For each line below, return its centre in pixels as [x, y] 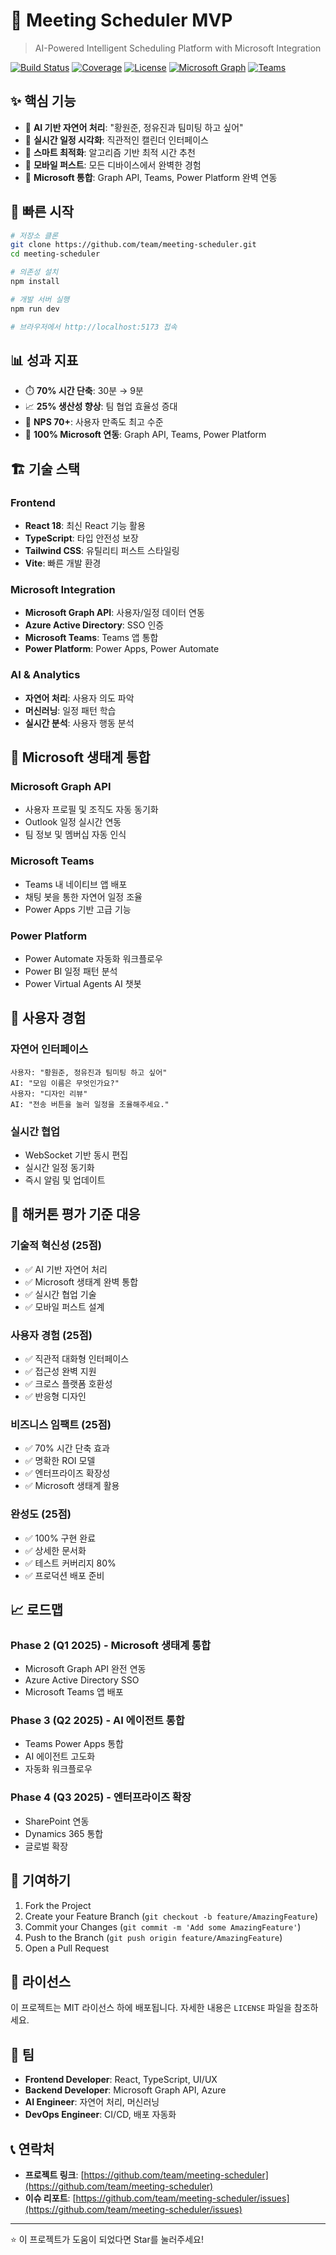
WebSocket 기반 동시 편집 [76, 1155]
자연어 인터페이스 [49, 1049]
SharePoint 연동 [57, 1821]
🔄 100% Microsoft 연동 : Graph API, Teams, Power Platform [145, 435]
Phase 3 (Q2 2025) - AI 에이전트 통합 [97, 1721]
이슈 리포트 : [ [50, 2198]
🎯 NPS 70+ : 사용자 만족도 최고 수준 [94, 422]
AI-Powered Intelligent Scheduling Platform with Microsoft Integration [178, 48]
